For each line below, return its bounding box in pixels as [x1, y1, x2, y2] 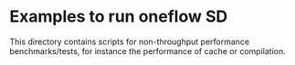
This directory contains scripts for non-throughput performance [9, 36, 250, 47]
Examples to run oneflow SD [9, 6, 228, 27]
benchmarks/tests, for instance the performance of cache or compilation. [9, 45, 286, 56]
